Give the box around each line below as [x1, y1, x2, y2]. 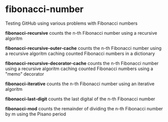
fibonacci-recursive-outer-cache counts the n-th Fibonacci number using [5, 45, 162, 51]
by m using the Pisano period [5, 111, 66, 117]
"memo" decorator [5, 71, 45, 77]
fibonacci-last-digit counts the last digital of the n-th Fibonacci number [5, 96, 155, 102]
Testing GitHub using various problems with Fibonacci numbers [5, 20, 138, 26]
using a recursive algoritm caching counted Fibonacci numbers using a [5, 66, 153, 72]
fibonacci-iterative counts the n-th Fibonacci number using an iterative [5, 81, 155, 87]
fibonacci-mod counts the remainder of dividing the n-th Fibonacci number [5, 105, 163, 111]
